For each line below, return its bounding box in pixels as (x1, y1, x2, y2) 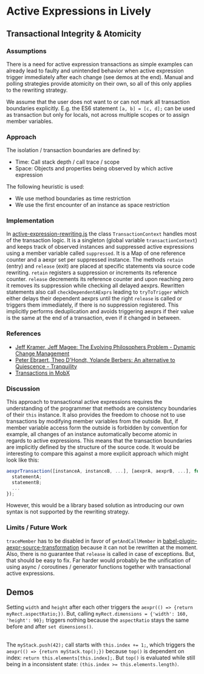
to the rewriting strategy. (6, 86, 68, 94)
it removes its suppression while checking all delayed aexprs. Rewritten (6, 282, 185, 290)
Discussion (6, 384, 41, 393)
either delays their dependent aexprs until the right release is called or (6, 295, 183, 302)
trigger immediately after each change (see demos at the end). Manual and (6, 73, 194, 80)
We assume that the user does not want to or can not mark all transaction (6, 98, 190, 105)
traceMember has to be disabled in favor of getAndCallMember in (6, 537, 162, 544)
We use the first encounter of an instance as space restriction (15, 201, 170, 209)
